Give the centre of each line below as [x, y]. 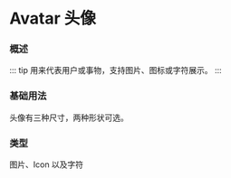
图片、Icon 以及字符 [47, 164]
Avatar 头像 [53, 19]
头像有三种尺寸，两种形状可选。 [69, 117]
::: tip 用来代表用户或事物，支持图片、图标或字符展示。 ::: [115, 70]
